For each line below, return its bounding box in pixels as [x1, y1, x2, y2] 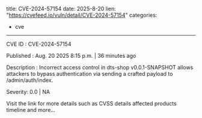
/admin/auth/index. [6, 76, 54, 84]
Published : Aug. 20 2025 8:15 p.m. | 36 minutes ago [6, 52, 136, 59]
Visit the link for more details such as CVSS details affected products [6, 100, 177, 107]
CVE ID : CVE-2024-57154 [6, 40, 72, 48]
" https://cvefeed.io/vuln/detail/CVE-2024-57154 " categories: [6, 11, 158, 19]
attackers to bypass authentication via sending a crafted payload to [6, 70, 173, 77]
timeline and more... [6, 107, 56, 113]
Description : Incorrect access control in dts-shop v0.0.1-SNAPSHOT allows [6, 64, 194, 71]
